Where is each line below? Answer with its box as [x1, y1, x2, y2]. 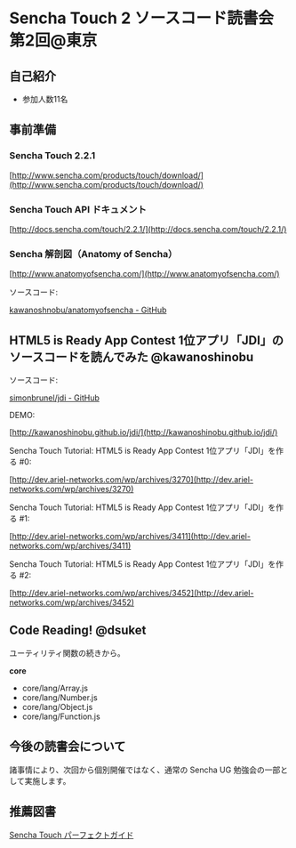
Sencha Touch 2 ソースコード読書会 [9, 8, 274, 28]
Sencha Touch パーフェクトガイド [9, 829, 134, 840]
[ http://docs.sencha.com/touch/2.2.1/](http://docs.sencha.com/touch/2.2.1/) [9, 223, 287, 234]
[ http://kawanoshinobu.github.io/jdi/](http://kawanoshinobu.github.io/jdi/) [9, 427, 278, 438]
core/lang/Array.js [21, 682, 89, 693]
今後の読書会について [9, 739, 126, 755]
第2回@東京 [9, 30, 98, 51]
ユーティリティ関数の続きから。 [9, 647, 126, 658]
